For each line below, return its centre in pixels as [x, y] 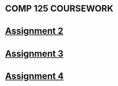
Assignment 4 [34, 76]
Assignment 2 [34, 31]
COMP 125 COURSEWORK [59, 9]
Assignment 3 [34, 53]
